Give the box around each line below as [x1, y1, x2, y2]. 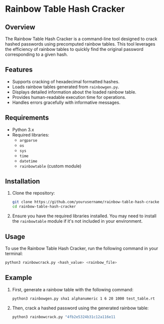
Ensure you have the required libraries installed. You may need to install [12, 213, 157, 219]
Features [5, 66, 33, 74]
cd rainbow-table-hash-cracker [12, 204, 76, 209]
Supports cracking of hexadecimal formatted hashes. [12, 78, 120, 84]
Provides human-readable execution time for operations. [12, 94, 126, 100]
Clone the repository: [12, 190, 55, 196]
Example [5, 274, 32, 282]
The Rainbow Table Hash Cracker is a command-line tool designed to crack [5, 36, 158, 42]
